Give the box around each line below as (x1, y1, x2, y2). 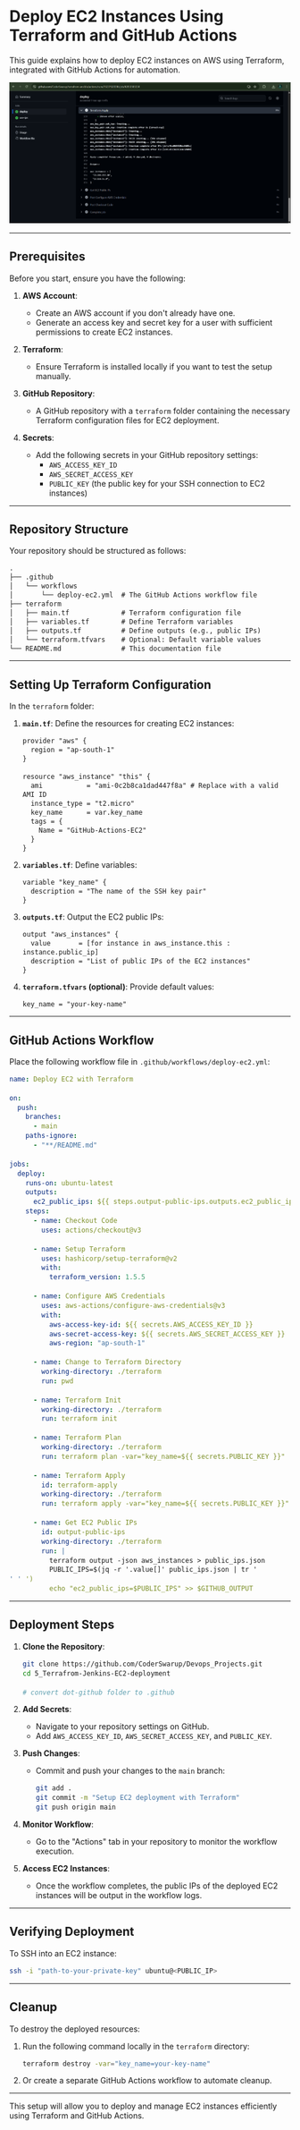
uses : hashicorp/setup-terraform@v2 (41, 1254, 178, 1263)
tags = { (30, 817, 63, 827)
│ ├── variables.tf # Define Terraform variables (9, 617, 234, 627)
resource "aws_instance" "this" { (21, 772, 151, 782)
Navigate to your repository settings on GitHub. (35, 1721, 210, 1732)
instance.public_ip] (21, 948, 99, 957)
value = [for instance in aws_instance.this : (30, 939, 231, 948)
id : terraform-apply (41, 1481, 118, 1489)
